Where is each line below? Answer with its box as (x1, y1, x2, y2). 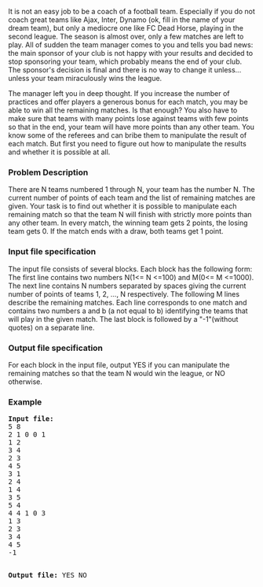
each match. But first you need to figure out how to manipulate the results (8, 139, 247, 148)
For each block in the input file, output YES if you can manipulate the (8, 360, 230, 369)
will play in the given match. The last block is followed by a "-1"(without (8, 314, 239, 323)
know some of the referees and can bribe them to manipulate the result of (8, 131, 247, 140)
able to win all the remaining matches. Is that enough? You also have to (8, 105, 238, 115)
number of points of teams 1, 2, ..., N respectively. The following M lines (8, 289, 240, 298)
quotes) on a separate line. (8, 323, 95, 332)
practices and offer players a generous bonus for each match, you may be (8, 98, 249, 106)
